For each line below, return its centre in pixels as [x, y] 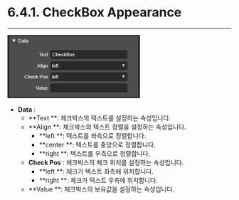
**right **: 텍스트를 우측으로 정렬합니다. [95, 153]
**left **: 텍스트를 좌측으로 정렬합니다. [92, 135]
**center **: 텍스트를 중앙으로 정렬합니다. [97, 144]
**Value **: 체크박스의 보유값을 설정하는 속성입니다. [101, 189]
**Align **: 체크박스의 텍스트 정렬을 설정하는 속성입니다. [107, 127]
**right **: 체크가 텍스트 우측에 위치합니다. [98, 180]
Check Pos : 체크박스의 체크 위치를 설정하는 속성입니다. [106, 162]
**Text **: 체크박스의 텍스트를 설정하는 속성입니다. [100, 117]
